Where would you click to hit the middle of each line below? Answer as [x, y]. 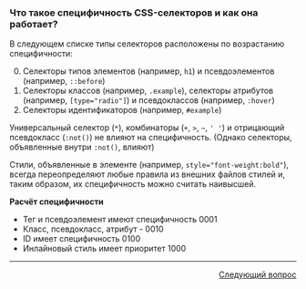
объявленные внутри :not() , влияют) [82, 147]
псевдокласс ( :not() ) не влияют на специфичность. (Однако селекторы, [151, 138]
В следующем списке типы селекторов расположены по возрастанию [147, 44]
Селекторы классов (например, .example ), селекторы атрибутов [148, 91]
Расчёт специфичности [56, 201]
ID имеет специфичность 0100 [82, 239]
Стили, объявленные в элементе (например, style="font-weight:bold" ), [149, 165]
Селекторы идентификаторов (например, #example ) [122, 110]
